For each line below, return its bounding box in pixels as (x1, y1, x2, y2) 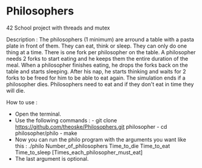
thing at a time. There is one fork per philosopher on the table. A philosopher (6, 48, 196, 55)
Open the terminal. (14, 110, 61, 117)
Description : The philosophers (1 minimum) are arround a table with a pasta (6, 36, 194, 43)
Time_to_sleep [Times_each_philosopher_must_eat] (14, 149, 143, 156)
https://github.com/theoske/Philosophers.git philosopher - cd (14, 123, 167, 130)
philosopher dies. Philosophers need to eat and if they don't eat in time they (6, 80, 194, 88)
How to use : (6, 98, 38, 106)
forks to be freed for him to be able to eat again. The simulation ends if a (6, 74, 186, 81)
